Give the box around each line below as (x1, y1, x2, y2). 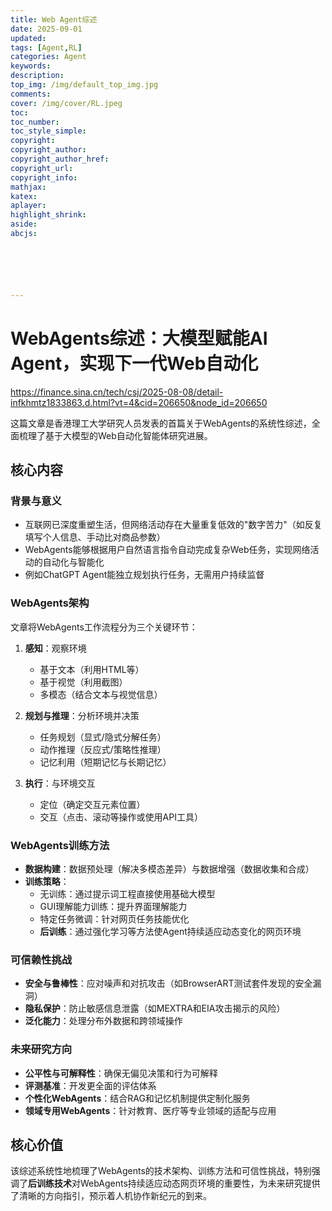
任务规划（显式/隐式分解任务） (39, 731, 167, 743)
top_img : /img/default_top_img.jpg (10, 80, 159, 90)
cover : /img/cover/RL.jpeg (10, 98, 123, 108)
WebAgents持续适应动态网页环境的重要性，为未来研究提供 (79, 1177, 321, 1190)
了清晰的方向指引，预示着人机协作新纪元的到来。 (10, 1190, 212, 1202)
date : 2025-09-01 (10, 24, 83, 34)
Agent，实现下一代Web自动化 (10, 352, 259, 375)
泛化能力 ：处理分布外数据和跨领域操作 (24, 1015, 183, 1027)
